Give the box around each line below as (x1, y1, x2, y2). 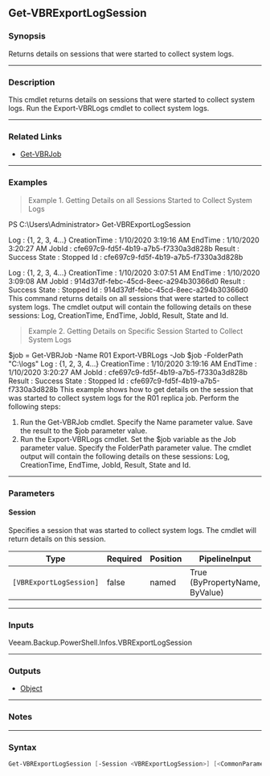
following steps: (8, 402, 61, 411)
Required (106, 553, 142, 564)
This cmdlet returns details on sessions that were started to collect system (8, 94, 256, 104)
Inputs (8, 619, 35, 630)
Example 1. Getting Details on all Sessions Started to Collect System (27, 195, 253, 204)
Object (19, 683, 43, 693)
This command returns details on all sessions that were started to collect (8, 293, 249, 303)
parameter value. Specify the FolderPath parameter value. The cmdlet (19, 443, 252, 452)
